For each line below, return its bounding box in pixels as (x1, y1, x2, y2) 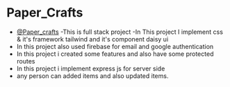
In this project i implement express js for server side (16, 64, 165, 72)
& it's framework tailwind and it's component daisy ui (16, 35, 169, 43)
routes (16, 57, 35, 65)
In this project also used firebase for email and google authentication (16, 42, 214, 50)
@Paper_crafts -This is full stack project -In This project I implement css (16, 28, 224, 36)
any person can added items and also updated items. (16, 71, 169, 80)
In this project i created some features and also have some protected (16, 50, 214, 58)
